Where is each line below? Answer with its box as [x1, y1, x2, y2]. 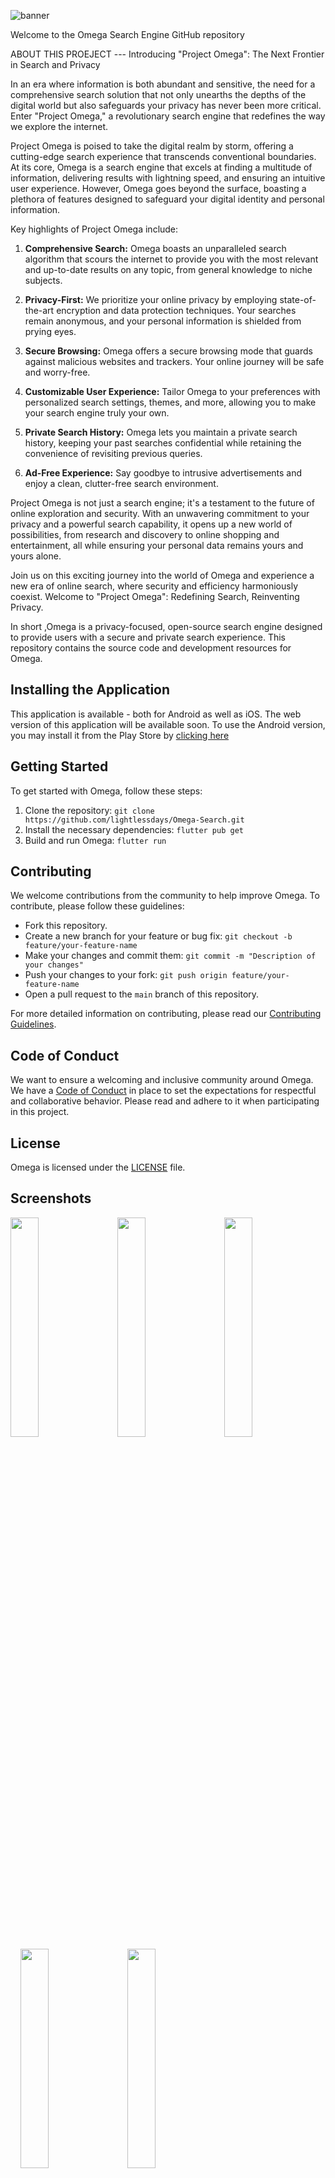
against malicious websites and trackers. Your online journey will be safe [24, 356, 325, 367]
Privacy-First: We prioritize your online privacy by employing [24, 294, 278, 305]
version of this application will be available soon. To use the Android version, [10, 718, 326, 730]
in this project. [10, 1106, 70, 1118]
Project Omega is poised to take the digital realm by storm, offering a [10, 140, 294, 152]
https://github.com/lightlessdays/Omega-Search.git [24, 815, 245, 825]
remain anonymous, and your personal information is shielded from [24, 315, 302, 327]
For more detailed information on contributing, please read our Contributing [10, 1008, 322, 1020]
